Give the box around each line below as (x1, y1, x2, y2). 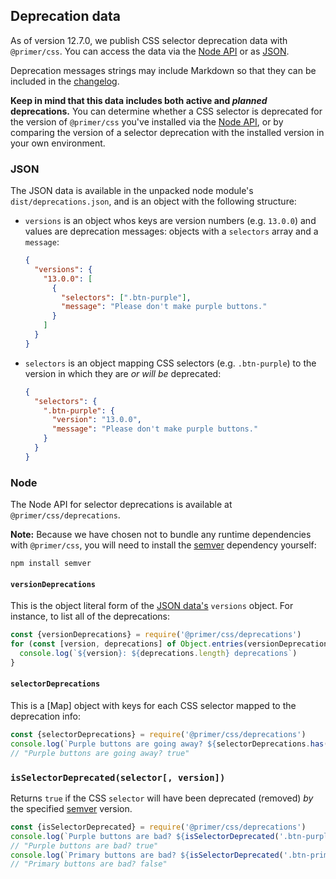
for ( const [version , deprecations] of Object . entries (10, 639, 244, 649)
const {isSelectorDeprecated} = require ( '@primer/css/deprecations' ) (10, 822, 307, 832)
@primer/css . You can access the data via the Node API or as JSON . (10, 45, 290, 57)
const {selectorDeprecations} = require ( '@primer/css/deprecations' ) (10, 730, 307, 740)
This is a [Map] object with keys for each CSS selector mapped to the (10, 700, 297, 712)
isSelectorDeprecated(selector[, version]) (10, 772, 226, 783)
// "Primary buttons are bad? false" (10, 859, 168, 869)
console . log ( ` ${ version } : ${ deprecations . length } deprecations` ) (19, 649, 298, 659)
